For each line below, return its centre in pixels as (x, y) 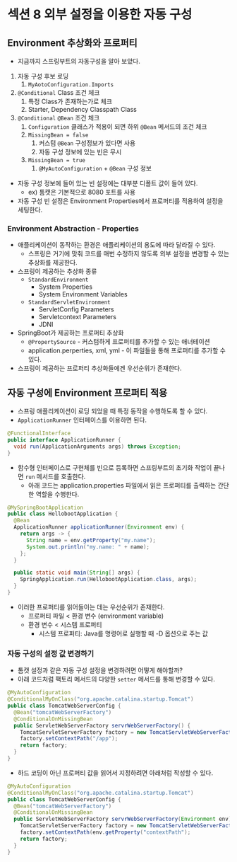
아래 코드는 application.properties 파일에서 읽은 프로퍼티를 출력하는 (122, 485)
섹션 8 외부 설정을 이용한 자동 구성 (100, 15)
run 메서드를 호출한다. (55, 476)
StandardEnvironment (58, 280)
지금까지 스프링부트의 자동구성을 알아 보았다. (79, 61)
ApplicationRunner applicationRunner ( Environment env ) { (99, 527)
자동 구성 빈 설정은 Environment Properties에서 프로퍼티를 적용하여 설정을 (120, 201)
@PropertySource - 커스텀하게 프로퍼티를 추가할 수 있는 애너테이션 (119, 342)
